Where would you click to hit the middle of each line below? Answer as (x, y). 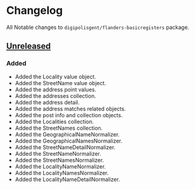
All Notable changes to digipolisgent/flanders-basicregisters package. (98, 27)
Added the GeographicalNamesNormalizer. (69, 141)
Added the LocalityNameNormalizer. (60, 166)
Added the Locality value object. (55, 77)
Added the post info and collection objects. (69, 115)
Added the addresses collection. (55, 96)
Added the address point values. (56, 89)
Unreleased (29, 46)
